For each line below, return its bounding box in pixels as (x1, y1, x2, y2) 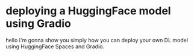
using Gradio (5, 17, 72, 30)
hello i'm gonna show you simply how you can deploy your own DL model (5, 36, 188, 43)
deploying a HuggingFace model (5, 4, 171, 18)
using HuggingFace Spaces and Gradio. (5, 43, 105, 50)
